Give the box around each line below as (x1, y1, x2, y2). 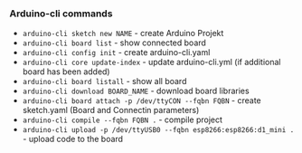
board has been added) (22, 66, 110, 77)
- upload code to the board (22, 134, 124, 145)
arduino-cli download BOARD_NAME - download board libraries (22, 85, 250, 97)
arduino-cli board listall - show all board (22, 76, 187, 87)
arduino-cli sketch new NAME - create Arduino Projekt (22, 28, 224, 39)
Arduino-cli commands (9, 7, 113, 20)
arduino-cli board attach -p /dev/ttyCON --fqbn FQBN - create (22, 95, 262, 106)
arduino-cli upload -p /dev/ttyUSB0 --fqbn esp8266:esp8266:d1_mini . (22, 126, 295, 135)
